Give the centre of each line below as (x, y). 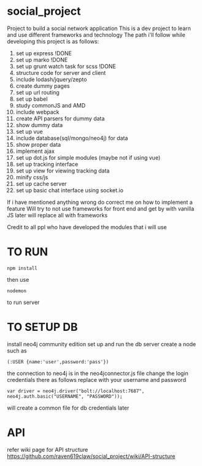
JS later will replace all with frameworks (57, 215)
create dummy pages (43, 86)
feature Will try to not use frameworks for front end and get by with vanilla (101, 208)
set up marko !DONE (42, 60)
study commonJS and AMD (51, 105)
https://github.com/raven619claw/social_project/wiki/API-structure (91, 456)
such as (17, 351)
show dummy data (39, 125)
